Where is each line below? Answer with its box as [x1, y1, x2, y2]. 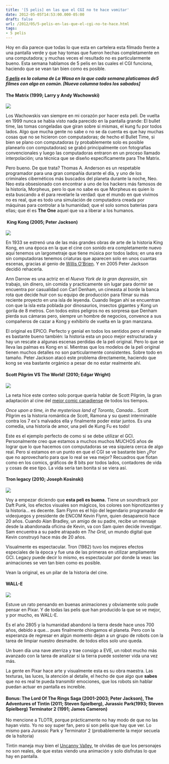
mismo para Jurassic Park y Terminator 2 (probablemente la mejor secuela [6, 727, 160, 734]
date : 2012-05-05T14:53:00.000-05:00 [6, 12, 85, 17]
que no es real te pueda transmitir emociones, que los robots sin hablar [6, 678, 153, 684]
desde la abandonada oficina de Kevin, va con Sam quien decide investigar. [6, 523, 162, 529]
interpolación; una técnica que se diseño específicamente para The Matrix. [6, 155, 161, 161]
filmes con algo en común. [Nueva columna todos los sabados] [6, 81, 141, 87]
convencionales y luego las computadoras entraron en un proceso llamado [6, 150, 160, 156]
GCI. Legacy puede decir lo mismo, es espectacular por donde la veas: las [6, 554, 159, 560]
